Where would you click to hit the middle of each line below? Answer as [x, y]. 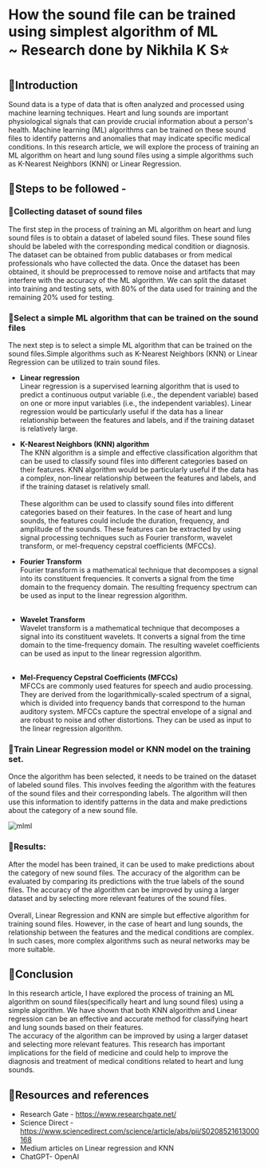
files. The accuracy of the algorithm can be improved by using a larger [124, 890]
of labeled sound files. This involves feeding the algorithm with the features [132, 785]
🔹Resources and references [79, 1095]
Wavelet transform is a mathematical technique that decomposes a [130, 628]
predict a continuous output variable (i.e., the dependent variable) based [139, 394]
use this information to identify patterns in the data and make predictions [128, 802]
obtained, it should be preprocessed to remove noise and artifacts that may [132, 271]
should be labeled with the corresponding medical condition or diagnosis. [129, 246]
